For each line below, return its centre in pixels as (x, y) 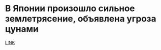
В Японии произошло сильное (70, 8)
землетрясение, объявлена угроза (81, 19)
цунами (22, 29)
